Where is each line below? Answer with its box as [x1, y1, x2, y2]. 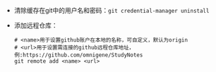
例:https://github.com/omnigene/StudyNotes [13, 52, 143, 59]
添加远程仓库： [13, 21, 58, 30]
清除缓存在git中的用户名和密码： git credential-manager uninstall [13, 6, 210, 14]
